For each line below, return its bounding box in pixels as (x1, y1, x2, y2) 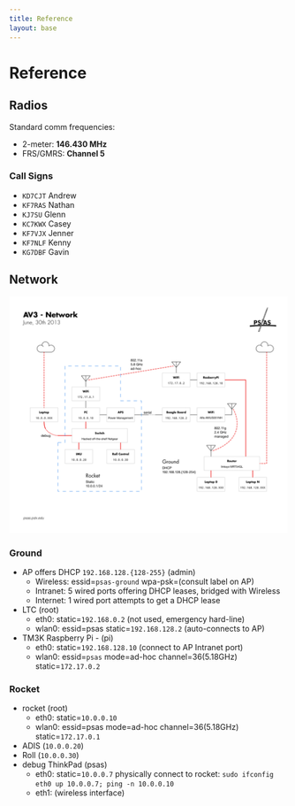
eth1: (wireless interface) (34, 787, 125, 798)
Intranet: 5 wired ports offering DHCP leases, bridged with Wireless (34, 586, 281, 596)
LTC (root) (21, 604, 59, 615)
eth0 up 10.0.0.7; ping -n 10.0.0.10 (34, 779, 175, 789)
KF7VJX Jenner (21, 227, 74, 238)
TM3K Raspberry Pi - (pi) (21, 633, 114, 643)
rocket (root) (21, 703, 68, 714)
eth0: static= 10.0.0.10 (34, 712, 117, 723)
